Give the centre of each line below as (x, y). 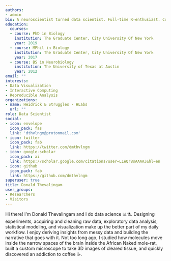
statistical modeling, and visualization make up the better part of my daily (82, 226)
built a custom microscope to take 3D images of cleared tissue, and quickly (84, 248)
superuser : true (22, 180)
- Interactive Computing (32, 90)
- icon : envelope (24, 123)
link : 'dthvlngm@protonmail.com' (45, 133)
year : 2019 (26, 43)
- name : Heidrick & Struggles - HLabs (46, 105)
